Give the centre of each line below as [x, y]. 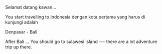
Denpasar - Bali [21, 32]
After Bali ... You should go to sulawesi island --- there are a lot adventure [81, 41]
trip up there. [19, 47]
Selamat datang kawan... [31, 7]
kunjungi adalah [22, 22]
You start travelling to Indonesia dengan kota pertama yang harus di [75, 17]
